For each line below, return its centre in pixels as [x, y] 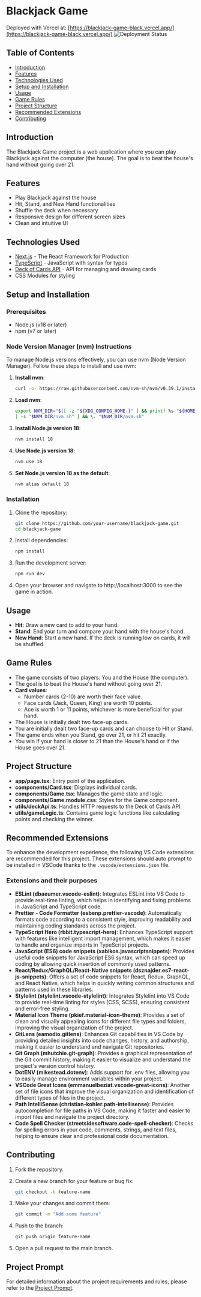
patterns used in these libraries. [54, 989]
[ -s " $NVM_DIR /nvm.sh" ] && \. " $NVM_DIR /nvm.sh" [79, 416]
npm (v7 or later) [36, 331]
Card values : [31, 690]
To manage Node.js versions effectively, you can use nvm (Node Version [96, 360]
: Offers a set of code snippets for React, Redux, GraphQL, [118, 977]
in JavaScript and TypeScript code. [58, 906]
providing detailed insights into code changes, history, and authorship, [102, 1040]
